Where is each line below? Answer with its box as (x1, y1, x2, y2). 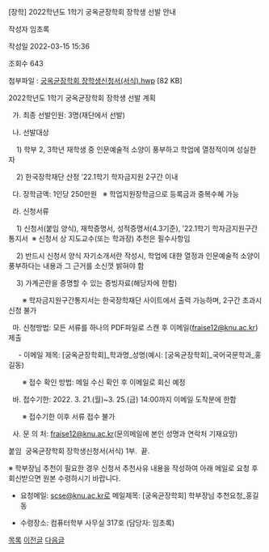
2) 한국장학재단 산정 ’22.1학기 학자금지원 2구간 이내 (15, 172, 179, 181)
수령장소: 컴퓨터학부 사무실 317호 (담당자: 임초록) (19, 518, 175, 528)
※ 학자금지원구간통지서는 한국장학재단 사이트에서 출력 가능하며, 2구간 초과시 (22, 295, 263, 305)
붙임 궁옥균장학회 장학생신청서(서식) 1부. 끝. (8, 446, 150, 456)
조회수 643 (8, 59, 44, 68)
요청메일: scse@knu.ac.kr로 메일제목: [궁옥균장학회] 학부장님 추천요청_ (19, 490, 246, 500)
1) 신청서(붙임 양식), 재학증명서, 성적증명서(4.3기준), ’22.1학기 (15, 223, 211, 233)
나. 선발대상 (11, 128, 50, 137)
